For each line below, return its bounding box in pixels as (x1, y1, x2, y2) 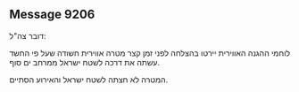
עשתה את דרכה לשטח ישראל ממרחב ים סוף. (9, 57, 161, 67)
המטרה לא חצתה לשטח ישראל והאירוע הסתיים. (9, 74, 169, 85)
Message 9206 (9, 7, 96, 22)
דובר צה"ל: (9, 30, 46, 41)
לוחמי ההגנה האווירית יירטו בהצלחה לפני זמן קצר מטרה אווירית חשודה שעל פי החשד (9, 48, 291, 58)
